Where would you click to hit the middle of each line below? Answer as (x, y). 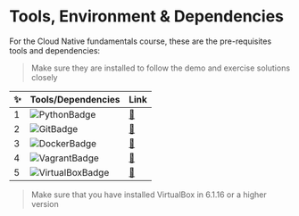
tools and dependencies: (55, 50)
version (45, 204)
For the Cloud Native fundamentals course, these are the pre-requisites (141, 41)
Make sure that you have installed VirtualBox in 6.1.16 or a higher (149, 195)
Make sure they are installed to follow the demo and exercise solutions (161, 68)
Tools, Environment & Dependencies (146, 17)
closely (44, 77)
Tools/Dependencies (75, 99)
